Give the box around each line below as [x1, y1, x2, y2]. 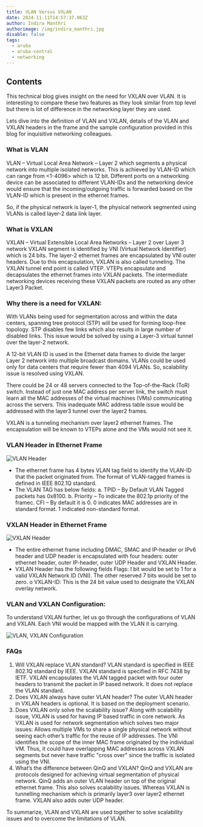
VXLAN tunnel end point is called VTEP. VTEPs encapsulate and [6, 265, 166, 272]
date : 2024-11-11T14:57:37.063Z [6, 15, 88, 21]
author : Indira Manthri [6, 20, 67, 26]
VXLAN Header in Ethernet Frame [6, 520, 107, 529]
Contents [6, 77, 42, 87]
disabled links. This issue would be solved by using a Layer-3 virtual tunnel [6, 332, 193, 340]
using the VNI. [15, 758, 51, 765]
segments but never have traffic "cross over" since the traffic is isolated [15, 751, 195, 758]
